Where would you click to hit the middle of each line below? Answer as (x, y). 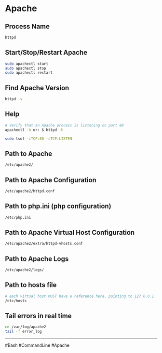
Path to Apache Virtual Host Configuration (70, 233)
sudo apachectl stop (26, 68)
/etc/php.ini (18, 217)
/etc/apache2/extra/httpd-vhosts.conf (44, 244)
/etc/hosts (16, 301)
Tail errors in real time (38, 316)
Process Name (27, 26)
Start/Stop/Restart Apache (46, 53)
